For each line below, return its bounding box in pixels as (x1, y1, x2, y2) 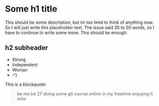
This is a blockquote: (5, 81, 47, 87)
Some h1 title (5, 3, 57, 15)
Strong (12, 57, 26, 62)
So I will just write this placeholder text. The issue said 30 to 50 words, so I (5, 24, 154, 30)
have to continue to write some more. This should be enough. (5, 30, 128, 35)
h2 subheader (5, 44, 48, 52)
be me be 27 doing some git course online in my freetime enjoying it (16, 91, 153, 96)
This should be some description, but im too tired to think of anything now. (5, 19, 154, 25)
